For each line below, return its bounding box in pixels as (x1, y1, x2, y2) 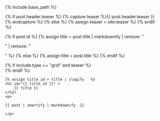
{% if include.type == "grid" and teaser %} (5, 62, 92, 68)
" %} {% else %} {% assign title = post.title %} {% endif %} (5, 53, 125, 59)
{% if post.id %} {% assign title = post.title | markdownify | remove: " (5, 34, 144, 39)
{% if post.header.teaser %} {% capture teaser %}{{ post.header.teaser (5, 14, 150, 19)
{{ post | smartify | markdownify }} (5, 103, 84, 108)
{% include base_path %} (5, 4, 57, 10)
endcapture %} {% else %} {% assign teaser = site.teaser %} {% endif (12, 19, 155, 25)
